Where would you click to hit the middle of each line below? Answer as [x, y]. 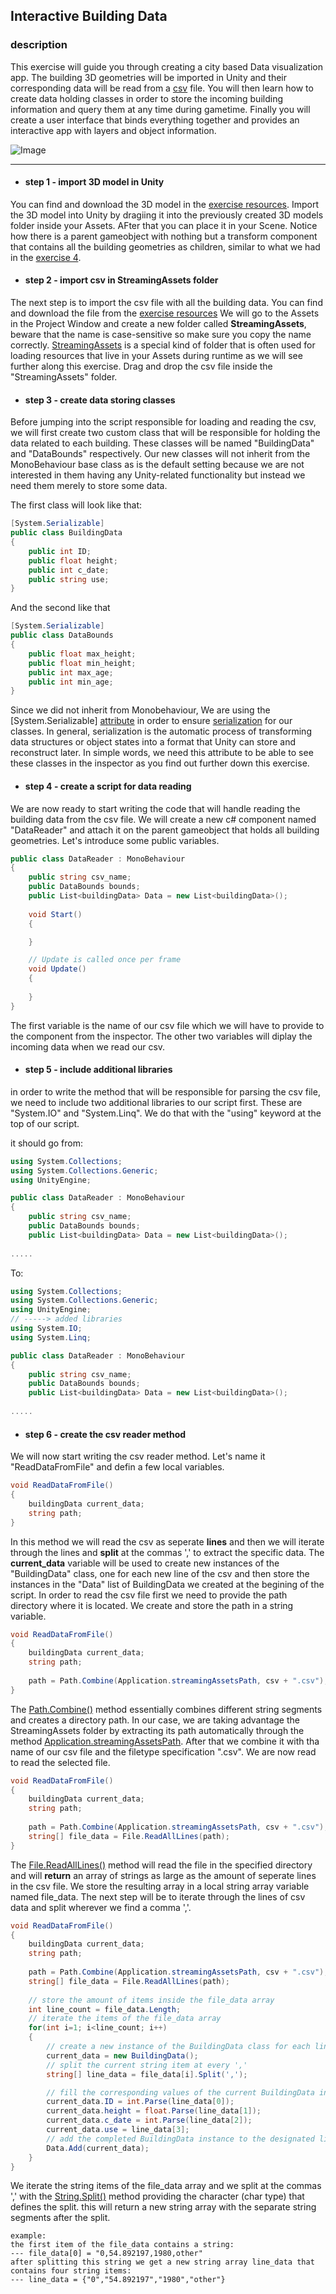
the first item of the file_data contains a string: [122, 2245]
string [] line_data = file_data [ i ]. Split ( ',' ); [147, 2074]
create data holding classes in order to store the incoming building [146, 98]
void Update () [57, 969]
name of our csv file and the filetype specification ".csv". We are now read [163, 1751]
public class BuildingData [66, 533]
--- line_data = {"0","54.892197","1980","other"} [118, 2280]
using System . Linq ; [51, 1337]
